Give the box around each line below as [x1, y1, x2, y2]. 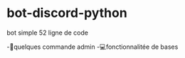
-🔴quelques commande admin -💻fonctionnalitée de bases [6, 42, 179, 51]
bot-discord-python [6, 5, 127, 21]
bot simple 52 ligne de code [6, 28, 88, 37]
